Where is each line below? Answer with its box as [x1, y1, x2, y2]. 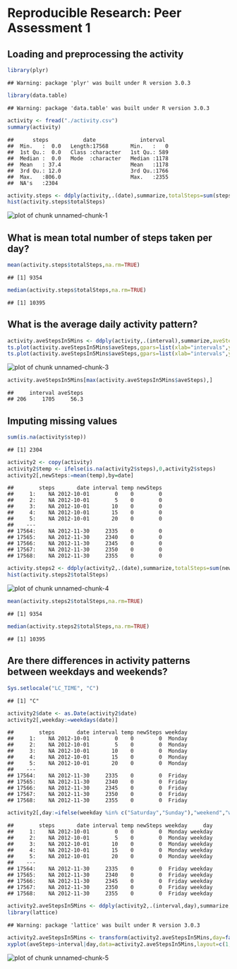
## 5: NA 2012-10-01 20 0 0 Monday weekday [7, 853, 213, 860]
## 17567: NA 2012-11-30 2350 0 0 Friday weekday [7, 884, 213, 891]
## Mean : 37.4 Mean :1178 [7, 161, 169, 168]
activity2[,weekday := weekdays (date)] [7, 716, 119, 723]
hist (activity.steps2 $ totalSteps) [7, 571, 109, 578]
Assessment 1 [7, 20, 91, 36]
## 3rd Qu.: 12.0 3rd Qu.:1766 [7, 167, 169, 174]
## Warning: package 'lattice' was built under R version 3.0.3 [7, 922, 200, 929]
